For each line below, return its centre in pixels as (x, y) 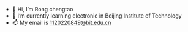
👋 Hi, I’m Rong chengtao (43, 9)
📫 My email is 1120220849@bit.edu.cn (62, 22)
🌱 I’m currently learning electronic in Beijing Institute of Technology (97, 16)
